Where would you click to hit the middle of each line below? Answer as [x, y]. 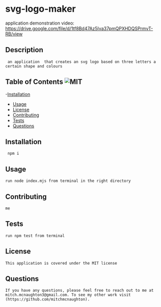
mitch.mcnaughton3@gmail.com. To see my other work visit [68, 295]
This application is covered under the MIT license [61, 263]
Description [24, 50]
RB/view [14, 34]
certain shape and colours [34, 66]
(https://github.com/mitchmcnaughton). [48, 299]
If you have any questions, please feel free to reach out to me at [79, 291]
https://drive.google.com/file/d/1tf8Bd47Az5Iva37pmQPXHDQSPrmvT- [79, 28]
